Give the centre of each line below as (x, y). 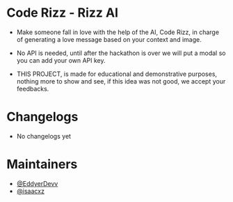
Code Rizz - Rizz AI (63, 13)
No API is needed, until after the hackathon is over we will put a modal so (121, 53)
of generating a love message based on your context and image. (109, 39)
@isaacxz (30, 191)
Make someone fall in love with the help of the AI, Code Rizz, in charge (118, 32)
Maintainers (42, 164)
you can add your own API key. (61, 60)
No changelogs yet (43, 136)
